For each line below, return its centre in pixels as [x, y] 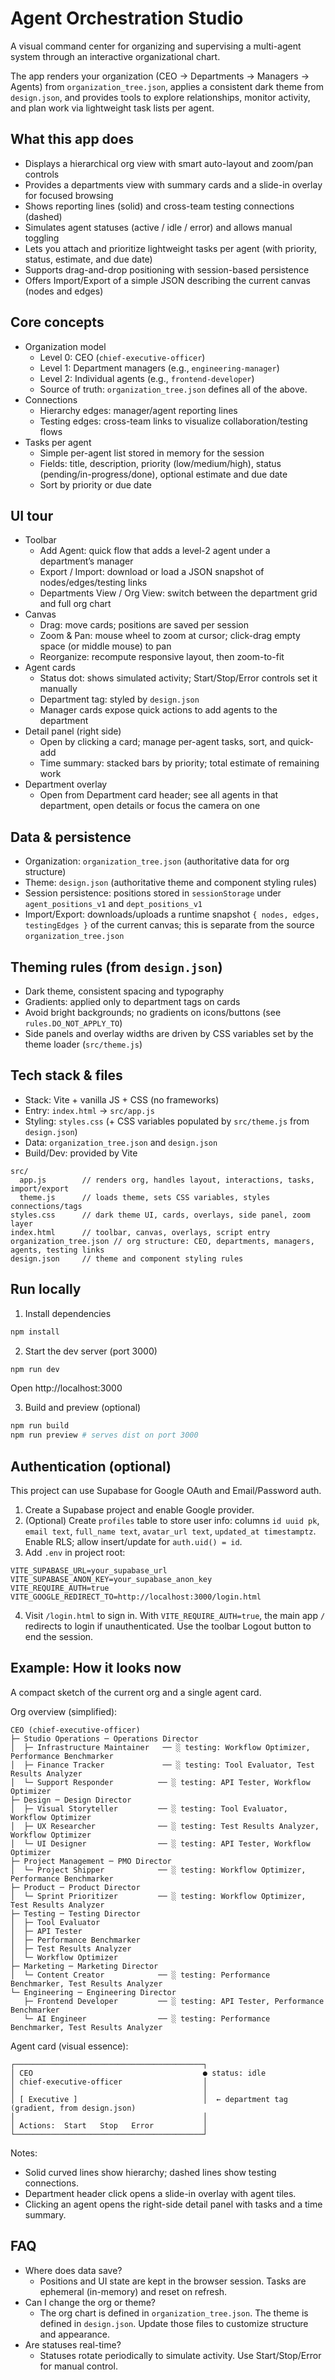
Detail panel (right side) [73, 731]
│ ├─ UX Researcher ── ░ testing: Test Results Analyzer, [165, 1826]
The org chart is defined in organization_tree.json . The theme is [174, 2313]
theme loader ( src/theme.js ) [83, 1044]
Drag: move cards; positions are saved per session [144, 625]
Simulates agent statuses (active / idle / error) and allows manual [158, 227]
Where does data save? [73, 2270]
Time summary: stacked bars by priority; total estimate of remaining [179, 763]
